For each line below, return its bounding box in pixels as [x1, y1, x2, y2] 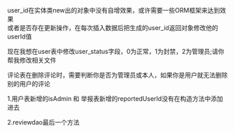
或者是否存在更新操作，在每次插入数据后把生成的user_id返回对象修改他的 [7, 24, 218, 31]
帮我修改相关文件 [7, 56, 57, 64]
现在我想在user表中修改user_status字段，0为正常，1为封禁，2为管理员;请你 [7, 48, 225, 55]
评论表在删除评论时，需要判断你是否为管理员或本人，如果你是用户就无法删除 [7, 71, 228, 79]
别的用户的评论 [7, 80, 50, 87]
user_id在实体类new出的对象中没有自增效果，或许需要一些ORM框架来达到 [7, 6, 220, 14]
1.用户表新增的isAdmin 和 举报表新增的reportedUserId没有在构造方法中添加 [7, 94, 224, 103]
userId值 [7, 32, 32, 41]
